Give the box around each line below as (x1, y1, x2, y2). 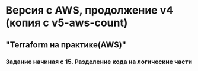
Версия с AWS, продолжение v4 (5, 4, 174, 17)
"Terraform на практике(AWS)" (5, 40, 127, 50)
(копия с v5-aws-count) (5, 16, 128, 30)
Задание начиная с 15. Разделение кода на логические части (5, 57, 193, 66)
